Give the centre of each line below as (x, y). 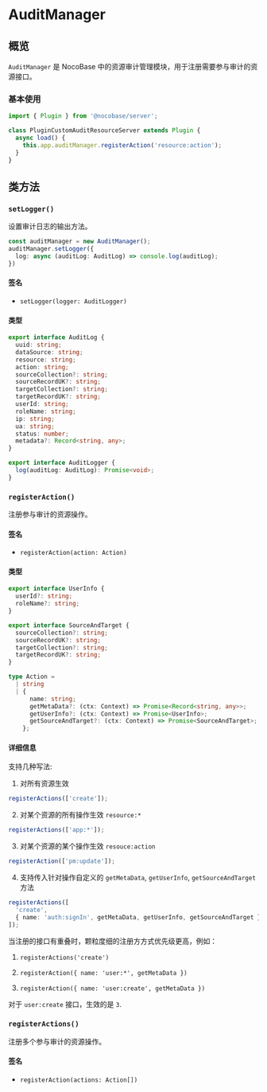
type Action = (32, 677)
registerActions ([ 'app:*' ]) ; (56, 830)
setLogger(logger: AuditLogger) (73, 301)
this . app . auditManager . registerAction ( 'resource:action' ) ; (122, 145)
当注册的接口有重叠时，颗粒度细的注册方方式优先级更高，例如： (112, 941)
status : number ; (42, 434)
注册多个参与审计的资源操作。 (57, 1041)
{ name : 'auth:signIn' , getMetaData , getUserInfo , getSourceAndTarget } (138, 917)
